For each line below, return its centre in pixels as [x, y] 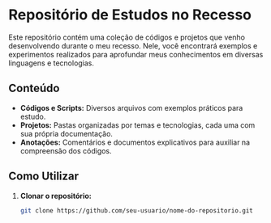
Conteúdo [34, 88]
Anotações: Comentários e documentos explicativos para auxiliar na [135, 142]
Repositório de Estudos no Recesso [130, 15]
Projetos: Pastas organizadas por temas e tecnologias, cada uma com [138, 125]
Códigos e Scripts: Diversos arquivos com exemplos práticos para [131, 107]
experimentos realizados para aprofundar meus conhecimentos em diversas [136, 54]
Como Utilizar [44, 177]
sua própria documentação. [67, 133]
